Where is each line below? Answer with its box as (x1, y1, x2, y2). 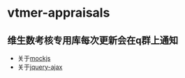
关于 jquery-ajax (17, 63, 63, 71)
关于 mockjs (17, 54, 51, 62)
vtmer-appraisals (7, 5, 110, 21)
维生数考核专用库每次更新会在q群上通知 (7, 34, 179, 46)
